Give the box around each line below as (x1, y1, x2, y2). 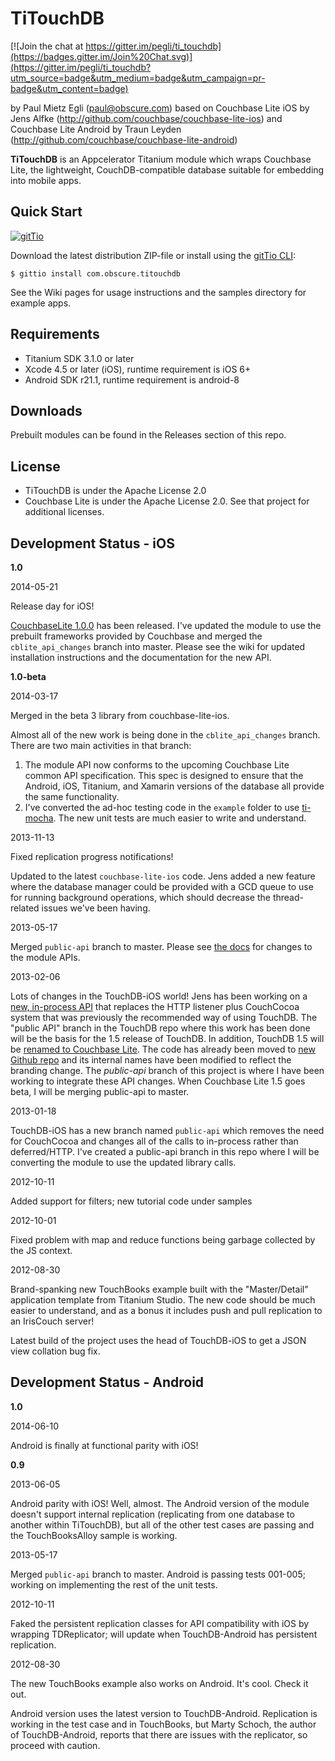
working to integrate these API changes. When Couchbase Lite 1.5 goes (10, 1075, 306, 1087)
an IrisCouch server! (10, 1315, 95, 1327)
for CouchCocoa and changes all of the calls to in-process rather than (10, 1135, 299, 1147)
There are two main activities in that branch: (10, 740, 192, 751)
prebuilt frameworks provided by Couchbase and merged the (10, 630, 263, 642)
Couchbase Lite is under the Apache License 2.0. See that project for (24, 495, 310, 507)
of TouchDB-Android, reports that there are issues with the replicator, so (10, 1728, 308, 1741)
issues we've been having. (41, 902, 151, 914)
